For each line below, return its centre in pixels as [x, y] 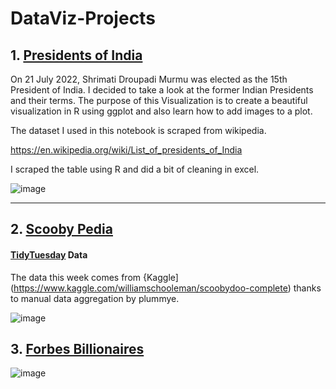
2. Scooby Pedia [61, 229]
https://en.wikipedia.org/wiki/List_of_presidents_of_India [126, 150]
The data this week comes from [76, 277]
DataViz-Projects [83, 18]
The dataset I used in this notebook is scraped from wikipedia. [138, 130]
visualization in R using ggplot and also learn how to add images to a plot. [161, 111]
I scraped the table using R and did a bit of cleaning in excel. [135, 169]
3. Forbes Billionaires [77, 348]
